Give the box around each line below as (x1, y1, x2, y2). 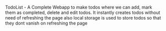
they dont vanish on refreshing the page (5, 20, 88, 26)
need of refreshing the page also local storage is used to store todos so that (5, 15, 161, 20)
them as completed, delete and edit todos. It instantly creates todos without (5, 9, 161, 15)
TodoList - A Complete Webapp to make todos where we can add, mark (5, 4, 153, 10)
